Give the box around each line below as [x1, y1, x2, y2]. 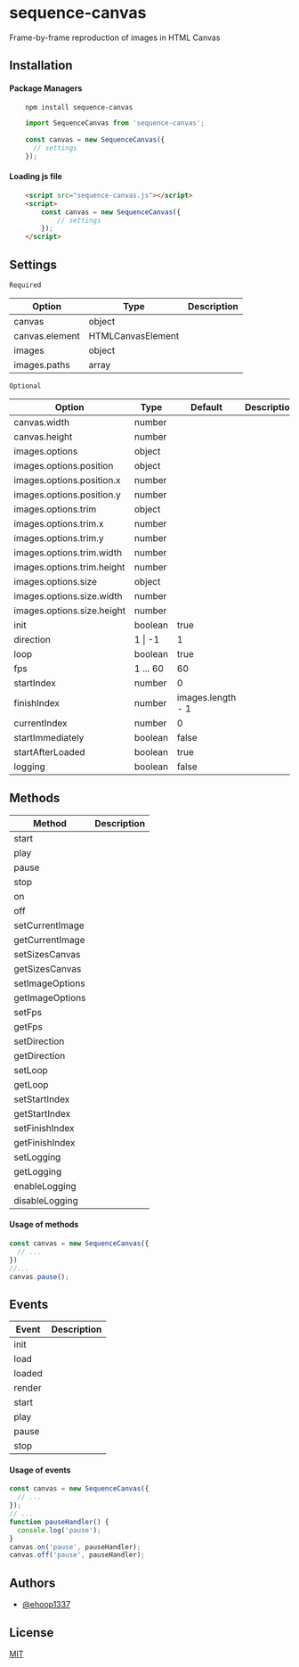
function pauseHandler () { [9, 1517, 109, 1526]
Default [190, 401, 222, 414]
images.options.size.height [13, 604, 126, 617]
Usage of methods [9, 1219, 79, 1230]
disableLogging [13, 1194, 78, 1206]
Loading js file [9, 171, 62, 182]
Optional [9, 382, 42, 390]
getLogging [13, 1165, 62, 1178]
